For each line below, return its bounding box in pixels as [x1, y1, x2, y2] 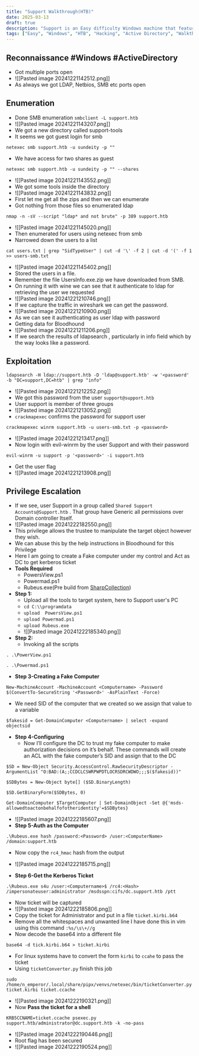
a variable [14, 707, 40, 714]
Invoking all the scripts [23, 641, 79, 648]
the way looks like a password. [14, 339, 90, 346]
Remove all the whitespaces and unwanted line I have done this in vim [14, 918, 185, 925]
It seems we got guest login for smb [14, 133, 102, 140]
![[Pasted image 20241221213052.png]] [14, 406, 111, 414]
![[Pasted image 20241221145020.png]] [14, 224, 111, 231]
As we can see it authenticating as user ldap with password [14, 314, 160, 321]
